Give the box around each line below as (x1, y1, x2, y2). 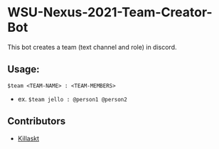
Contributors (7, 115, 66, 128)
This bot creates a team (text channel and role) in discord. (7, 43, 177, 51)
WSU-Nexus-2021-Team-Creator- (7, 4, 213, 21)
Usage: (7, 63, 41, 75)
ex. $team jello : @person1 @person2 (17, 94, 128, 103)
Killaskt (17, 134, 40, 143)
